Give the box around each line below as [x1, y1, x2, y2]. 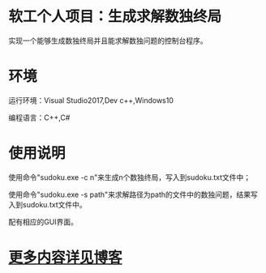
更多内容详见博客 [8, 249, 123, 267]
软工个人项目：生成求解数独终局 [8, 7, 222, 26]
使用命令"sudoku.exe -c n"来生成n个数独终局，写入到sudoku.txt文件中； [8, 172, 251, 182]
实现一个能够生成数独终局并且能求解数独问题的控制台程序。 [8, 36, 208, 45]
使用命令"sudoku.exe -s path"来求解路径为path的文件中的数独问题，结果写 [8, 190, 258, 199]
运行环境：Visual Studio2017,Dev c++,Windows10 [8, 95, 174, 105]
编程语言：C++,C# [8, 113, 71, 122]
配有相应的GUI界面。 [8, 216, 79, 227]
